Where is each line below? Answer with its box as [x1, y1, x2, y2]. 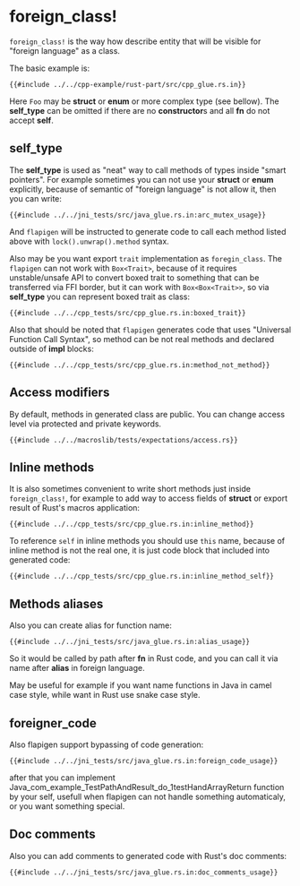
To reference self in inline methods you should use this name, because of [9, 536, 285, 546]
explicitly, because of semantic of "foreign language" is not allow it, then [9, 184, 277, 194]
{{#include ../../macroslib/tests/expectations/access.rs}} [9, 435, 239, 444]
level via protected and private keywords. [9, 418, 162, 429]
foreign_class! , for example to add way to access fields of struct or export [9, 493, 288, 503]
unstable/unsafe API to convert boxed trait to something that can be [9, 271, 260, 283]
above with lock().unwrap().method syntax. [9, 236, 170, 246]
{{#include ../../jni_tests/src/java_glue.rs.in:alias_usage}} [9, 638, 251, 647]
